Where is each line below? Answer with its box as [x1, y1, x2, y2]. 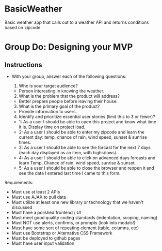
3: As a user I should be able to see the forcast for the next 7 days [18, 144, 151, 150]
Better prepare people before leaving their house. [18, 98, 118, 104]
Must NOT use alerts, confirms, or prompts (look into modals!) [11, 220, 136, 225]
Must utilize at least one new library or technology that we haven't [11, 199, 144, 205]
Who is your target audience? [18, 83, 78, 89]
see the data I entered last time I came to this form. [18, 170, 121, 176]
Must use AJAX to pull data [11, 194, 66, 200]
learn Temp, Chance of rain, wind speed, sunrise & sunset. [18, 160, 136, 165]
